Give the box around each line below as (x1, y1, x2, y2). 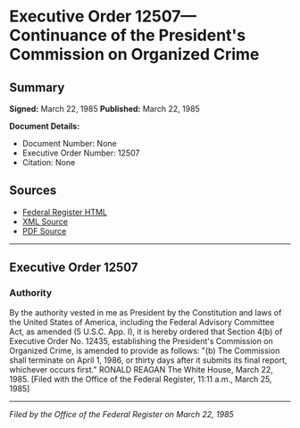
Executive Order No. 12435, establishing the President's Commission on (9, 335, 274, 346)
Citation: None (21, 157, 76, 167)
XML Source (21, 216, 69, 227)
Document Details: (9, 121, 80, 131)
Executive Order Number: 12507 (21, 147, 140, 158)
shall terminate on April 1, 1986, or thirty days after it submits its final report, (9, 355, 287, 365)
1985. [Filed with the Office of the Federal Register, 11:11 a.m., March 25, (9, 373, 272, 384)
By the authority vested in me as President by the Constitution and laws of (9, 306, 282, 318)
